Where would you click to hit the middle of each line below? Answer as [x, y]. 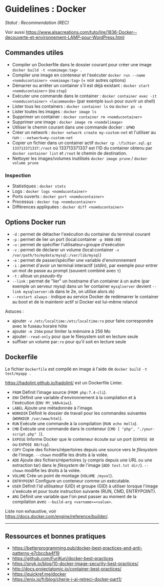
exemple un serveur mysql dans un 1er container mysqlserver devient [82, 286]
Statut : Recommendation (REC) [37, 23]
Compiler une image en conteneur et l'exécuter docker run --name [79, 75]
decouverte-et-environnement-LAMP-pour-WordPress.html [65, 37]
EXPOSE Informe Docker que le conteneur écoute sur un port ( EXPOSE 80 [83, 439]
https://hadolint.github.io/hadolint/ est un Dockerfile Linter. [64, 383]
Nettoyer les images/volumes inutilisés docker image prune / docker [80, 158]
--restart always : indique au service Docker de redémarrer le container [85, 296]
